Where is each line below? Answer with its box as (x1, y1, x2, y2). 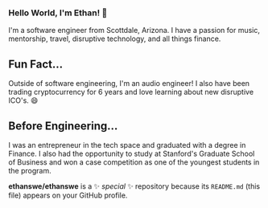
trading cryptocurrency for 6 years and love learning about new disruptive (8, 88, 254, 97)
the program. (8, 165, 52, 175)
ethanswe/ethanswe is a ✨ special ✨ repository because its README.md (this (8, 181, 260, 191)
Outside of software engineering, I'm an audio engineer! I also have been (8, 79, 250, 88)
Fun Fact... (8, 57, 63, 71)
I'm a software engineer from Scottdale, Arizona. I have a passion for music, (8, 26, 260, 35)
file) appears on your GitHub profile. (8, 190, 128, 200)
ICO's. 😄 (8, 96, 39, 105)
